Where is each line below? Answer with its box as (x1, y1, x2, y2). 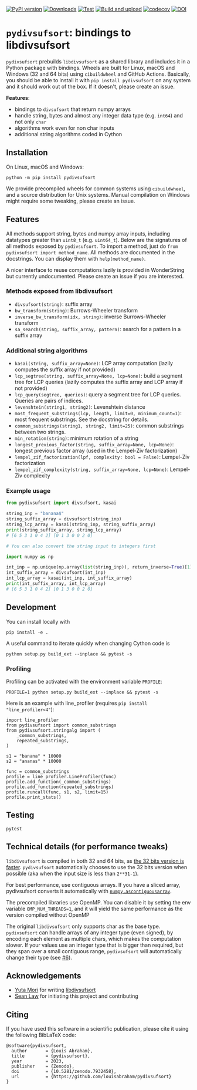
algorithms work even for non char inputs (14, 124, 114, 132)
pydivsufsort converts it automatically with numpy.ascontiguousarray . (6, 887, 172, 894)
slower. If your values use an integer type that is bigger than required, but (6, 941, 184, 948)
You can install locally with (6, 618, 70, 625)
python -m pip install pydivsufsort (6, 174, 96, 180)
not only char (14, 118, 47, 125)
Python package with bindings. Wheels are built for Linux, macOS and (6, 64, 175, 71)
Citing (6, 1010, 29, 1020)
